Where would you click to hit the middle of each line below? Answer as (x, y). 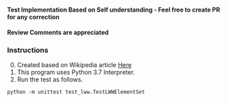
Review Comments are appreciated (58, 33)
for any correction (34, 16)
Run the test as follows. (50, 79)
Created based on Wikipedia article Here (74, 65)
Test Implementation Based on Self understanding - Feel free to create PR (113, 10)
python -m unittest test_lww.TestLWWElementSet (76, 92)
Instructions (28, 50)
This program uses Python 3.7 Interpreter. (76, 73)
